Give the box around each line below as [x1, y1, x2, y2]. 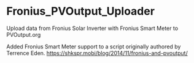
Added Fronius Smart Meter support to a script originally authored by [6, 43, 181, 50]
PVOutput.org [6, 31, 41, 38]
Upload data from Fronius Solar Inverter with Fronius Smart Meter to [6, 24, 179, 32]
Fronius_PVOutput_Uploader [6, 4, 155, 18]
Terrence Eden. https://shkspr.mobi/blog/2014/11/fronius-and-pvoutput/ [6, 49, 188, 56]
